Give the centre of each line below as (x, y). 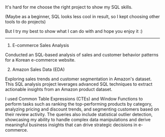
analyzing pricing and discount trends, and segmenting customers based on (82, 109)
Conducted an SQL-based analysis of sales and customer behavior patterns (82, 55)
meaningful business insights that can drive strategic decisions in (71, 125)
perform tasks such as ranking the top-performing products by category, (79, 104)
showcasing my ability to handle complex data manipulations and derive (78, 120)
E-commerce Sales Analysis (41, 45)
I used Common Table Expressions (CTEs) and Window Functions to (74, 99)
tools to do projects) (26, 22)
